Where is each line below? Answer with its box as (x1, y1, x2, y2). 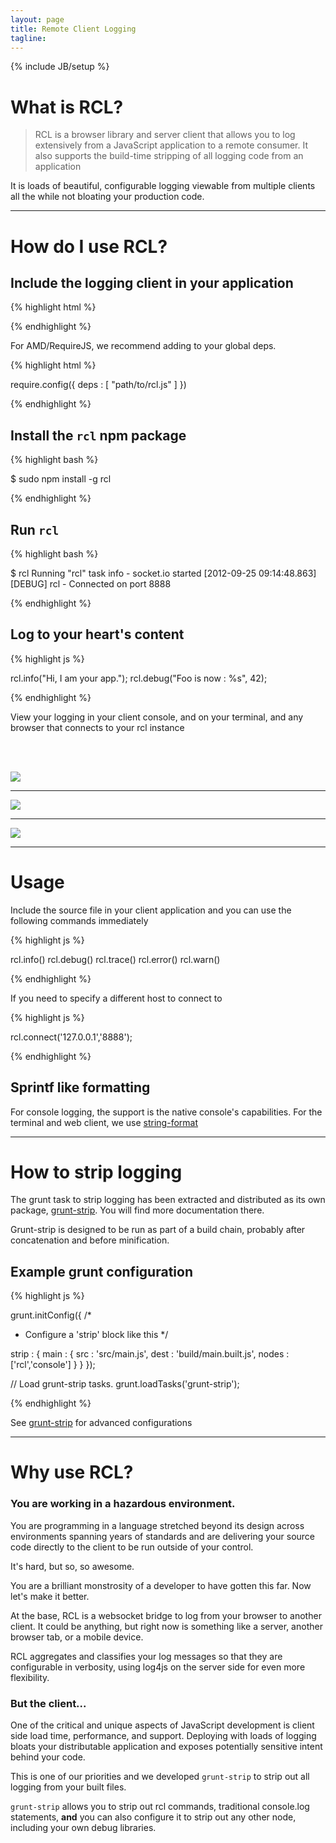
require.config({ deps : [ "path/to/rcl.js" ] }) (10, 379, 187, 391)
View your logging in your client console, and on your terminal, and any (10, 711, 304, 723)
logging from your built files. (10, 1781, 127, 1793)
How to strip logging (10, 1161, 183, 1183)
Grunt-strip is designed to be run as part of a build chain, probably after (10, 1224, 306, 1236)
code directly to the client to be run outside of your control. (10, 1541, 254, 1553)
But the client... (10, 1696, 87, 1710)
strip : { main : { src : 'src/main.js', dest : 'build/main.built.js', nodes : (10, 1348, 290, 1360)
